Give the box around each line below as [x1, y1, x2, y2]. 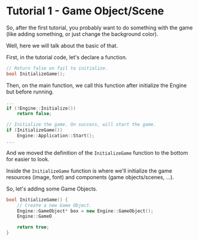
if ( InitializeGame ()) [6, 127, 63, 133]
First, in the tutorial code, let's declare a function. [6, 53, 127, 61]
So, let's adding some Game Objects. [6, 185, 97, 192]
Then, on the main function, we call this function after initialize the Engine [6, 82, 187, 89]
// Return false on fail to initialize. [6, 65, 109, 71]
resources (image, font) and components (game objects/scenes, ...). [6, 173, 174, 180]
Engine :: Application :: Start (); [17, 133, 95, 139]
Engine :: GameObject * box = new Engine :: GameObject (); [17, 208, 154, 214]
